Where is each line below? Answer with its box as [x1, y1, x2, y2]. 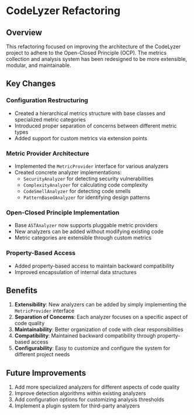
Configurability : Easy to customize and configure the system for [14, 345, 171, 352]
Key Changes [6, 79, 56, 89]
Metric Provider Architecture [6, 149, 89, 157]
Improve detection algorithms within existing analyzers [14, 390, 146, 397]
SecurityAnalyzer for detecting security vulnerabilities [23, 175, 154, 182]
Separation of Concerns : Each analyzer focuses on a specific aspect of [14, 313, 188, 320]
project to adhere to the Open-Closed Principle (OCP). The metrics [6, 49, 167, 56]
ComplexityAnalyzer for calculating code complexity [23, 181, 148, 188]
